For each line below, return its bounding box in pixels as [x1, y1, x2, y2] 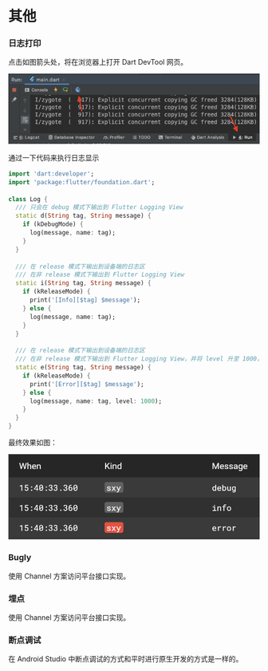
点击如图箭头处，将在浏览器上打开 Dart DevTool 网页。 [8, 57, 188, 67]
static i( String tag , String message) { [15, 279, 152, 287]
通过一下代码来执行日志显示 [8, 152, 100, 162]
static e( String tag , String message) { [15, 364, 152, 372]
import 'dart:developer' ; [8, 169, 94, 178]
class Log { [8, 195, 48, 203]
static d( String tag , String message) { [15, 212, 152, 220]
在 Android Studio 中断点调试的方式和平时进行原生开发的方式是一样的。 [8, 654, 243, 664]
